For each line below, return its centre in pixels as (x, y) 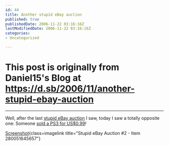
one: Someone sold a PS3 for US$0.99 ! (46, 123)
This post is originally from (62, 67)
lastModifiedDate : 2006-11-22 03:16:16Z (48, 29)
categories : (18, 33)
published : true (22, 19)
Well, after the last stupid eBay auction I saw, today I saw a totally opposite (82, 118)
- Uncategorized (22, 38)
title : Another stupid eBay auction (44, 15)
